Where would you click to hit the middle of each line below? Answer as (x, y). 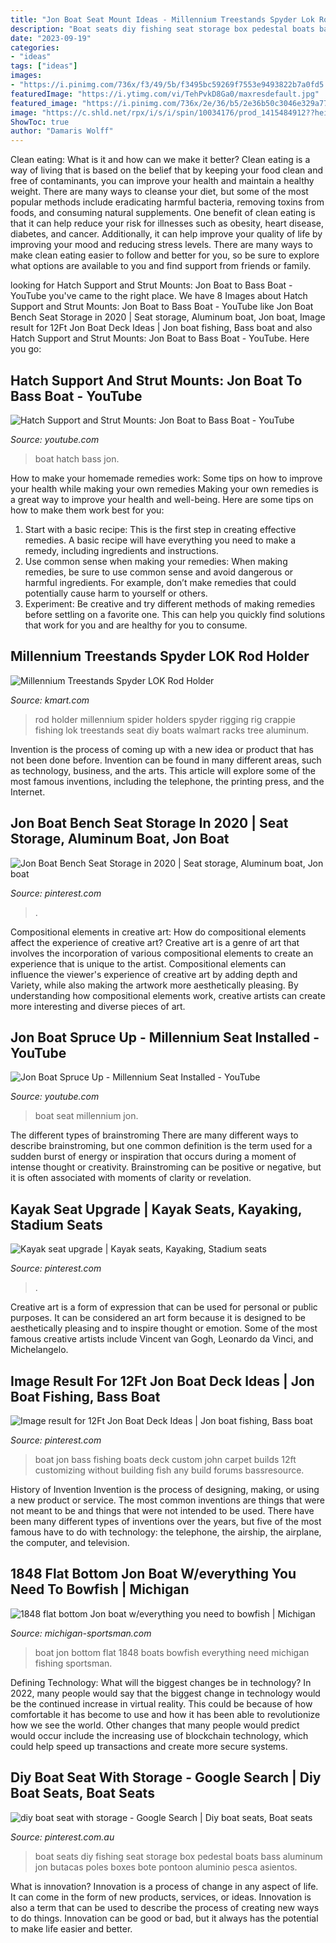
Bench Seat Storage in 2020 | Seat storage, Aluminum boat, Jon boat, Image (168, 317)
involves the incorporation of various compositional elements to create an (162, 953)
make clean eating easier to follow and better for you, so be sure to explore (165, 255)
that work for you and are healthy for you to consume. (136, 625)
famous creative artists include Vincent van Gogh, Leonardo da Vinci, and (162, 1339)
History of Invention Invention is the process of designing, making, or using (165, 1489)
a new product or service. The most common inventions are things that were (167, 1500)
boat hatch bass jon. (77, 458)
